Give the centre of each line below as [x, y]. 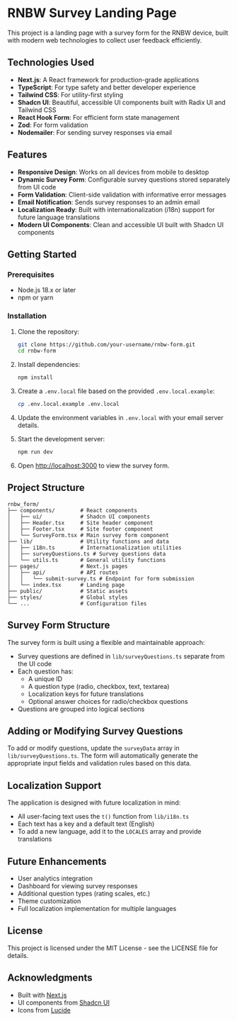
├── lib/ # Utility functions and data [88, 541]
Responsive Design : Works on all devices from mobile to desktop [113, 172]
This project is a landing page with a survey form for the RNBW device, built [118, 33]
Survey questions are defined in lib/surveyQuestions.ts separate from [121, 656]
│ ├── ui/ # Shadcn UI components [79, 517]
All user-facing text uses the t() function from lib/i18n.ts [103, 817]
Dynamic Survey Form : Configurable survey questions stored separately [124, 180]
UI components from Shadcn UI [63, 1003]
